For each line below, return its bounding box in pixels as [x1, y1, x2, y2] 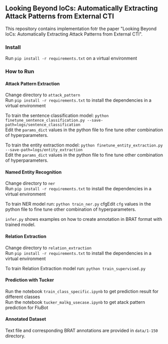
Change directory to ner [5, 180, 55, 186]
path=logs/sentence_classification [5, 122, 81, 128]
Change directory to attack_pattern [5, 92, 80, 98]
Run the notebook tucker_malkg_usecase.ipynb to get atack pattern [5, 299, 146, 305]
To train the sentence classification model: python [5, 112, 109, 119]
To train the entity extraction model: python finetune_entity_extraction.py [5, 142, 163, 148]
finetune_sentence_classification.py [5, 118, 85, 123]
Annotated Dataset [5, 316, 47, 322]
